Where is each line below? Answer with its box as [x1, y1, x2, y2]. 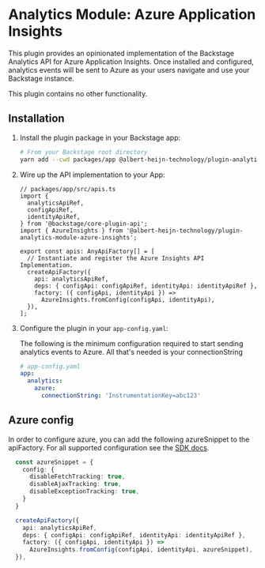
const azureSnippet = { [15, 458, 93, 466]
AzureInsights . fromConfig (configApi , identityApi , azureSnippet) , [28, 546, 253, 554]
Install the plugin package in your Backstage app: [19, 133, 181, 142]
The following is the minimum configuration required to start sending [19, 338, 244, 348]
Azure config [8, 413, 74, 427]
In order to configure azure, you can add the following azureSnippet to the [8, 434, 250, 444]
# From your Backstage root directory [19, 148, 148, 156]
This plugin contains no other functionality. [8, 88, 148, 98]
